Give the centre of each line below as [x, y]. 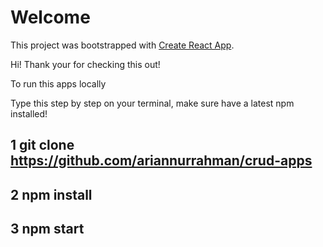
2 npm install [51, 194]
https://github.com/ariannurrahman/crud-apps [161, 161]
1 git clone [42, 145]
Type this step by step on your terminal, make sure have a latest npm [152, 103]
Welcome [50, 17]
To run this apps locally [58, 83]
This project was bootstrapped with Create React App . [122, 45]
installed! [29, 113]
